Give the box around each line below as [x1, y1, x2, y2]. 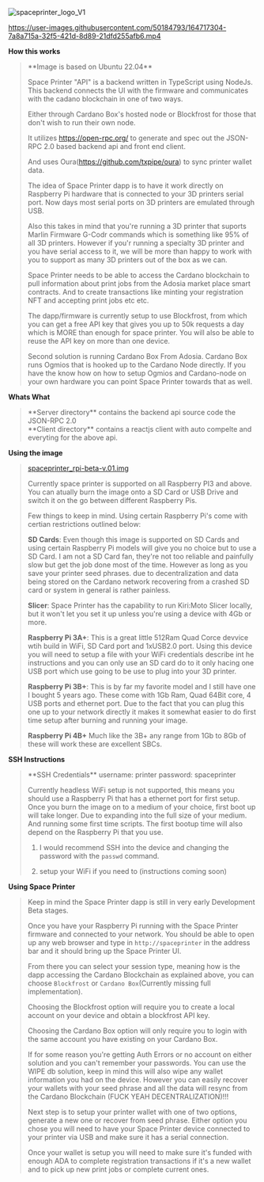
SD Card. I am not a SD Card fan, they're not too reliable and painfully [27, 551, 255, 561]
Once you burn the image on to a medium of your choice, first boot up [27, 803, 256, 811]
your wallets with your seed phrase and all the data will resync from [27, 1084, 248, 1092]
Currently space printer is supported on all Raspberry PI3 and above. [27, 479, 252, 488]
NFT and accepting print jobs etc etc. [27, 295, 149, 305]
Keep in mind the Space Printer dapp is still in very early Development [27, 898, 255, 906]
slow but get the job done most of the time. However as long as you [27, 560, 248, 570]
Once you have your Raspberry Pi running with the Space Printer [27, 921, 239, 930]
